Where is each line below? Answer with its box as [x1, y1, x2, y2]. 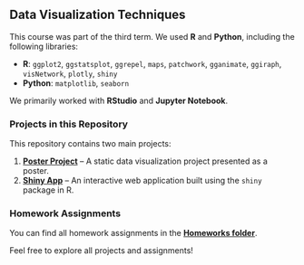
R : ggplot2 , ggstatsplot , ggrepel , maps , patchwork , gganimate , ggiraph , [22, 58, 282, 69]
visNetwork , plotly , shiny [22, 68, 118, 79]
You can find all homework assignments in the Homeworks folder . [9, 228, 258, 239]
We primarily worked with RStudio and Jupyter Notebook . [9, 95, 229, 106]
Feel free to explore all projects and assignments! [9, 245, 193, 256]
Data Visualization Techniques [9, 7, 186, 23]
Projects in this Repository [9, 118, 129, 130]
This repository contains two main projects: [9, 138, 172, 149]
